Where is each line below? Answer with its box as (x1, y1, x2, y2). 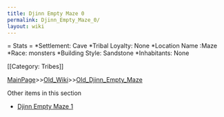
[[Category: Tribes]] (7, 63, 64, 71)
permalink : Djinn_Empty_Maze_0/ (7, 17, 100, 23)
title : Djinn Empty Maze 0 (7, 10, 85, 17)
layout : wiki (7, 23, 45, 30)
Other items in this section (7, 89, 81, 97)
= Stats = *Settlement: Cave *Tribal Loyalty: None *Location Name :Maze (7, 42, 218, 50)
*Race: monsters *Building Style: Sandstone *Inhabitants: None (7, 49, 190, 57)
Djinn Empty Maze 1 (17, 103, 74, 111)
